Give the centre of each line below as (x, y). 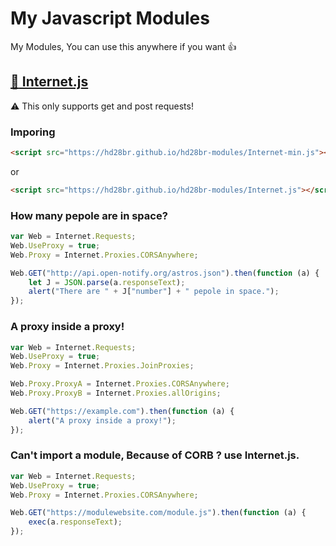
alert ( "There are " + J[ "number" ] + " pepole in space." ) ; (154, 292)
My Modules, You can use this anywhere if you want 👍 (123, 46)
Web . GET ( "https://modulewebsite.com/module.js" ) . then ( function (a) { (158, 513)
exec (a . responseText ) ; (75, 522)
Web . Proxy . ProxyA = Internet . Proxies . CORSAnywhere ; (120, 384)
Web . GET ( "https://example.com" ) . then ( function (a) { (122, 411)
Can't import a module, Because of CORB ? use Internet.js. (155, 455)
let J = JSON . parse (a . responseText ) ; (107, 282)
